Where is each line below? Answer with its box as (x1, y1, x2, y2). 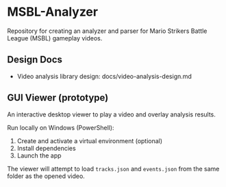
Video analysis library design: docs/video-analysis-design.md (16, 72, 192, 80)
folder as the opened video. (7, 172, 86, 180)
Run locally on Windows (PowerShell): (7, 123, 114, 132)
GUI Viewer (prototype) (7, 92, 109, 103)
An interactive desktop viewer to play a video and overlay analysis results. (7, 110, 216, 119)
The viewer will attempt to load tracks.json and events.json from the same (7, 164, 220, 173)
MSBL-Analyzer (7, 4, 98, 20)
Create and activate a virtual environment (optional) (16, 136, 163, 145)
